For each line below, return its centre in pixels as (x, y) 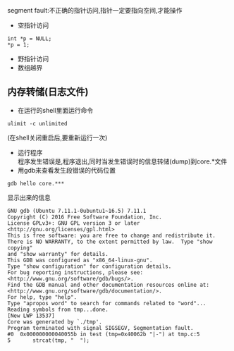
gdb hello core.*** (36, 183)
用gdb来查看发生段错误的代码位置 (67, 170)
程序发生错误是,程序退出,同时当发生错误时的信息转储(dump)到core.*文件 (122, 161)
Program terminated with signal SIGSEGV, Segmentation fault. (100, 328)
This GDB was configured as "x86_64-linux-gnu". (80, 260)
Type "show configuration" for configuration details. (90, 266)
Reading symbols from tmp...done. (58, 309)
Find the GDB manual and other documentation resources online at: (109, 285)
